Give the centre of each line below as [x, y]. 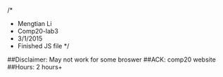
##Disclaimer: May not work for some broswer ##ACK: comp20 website [111, 59]
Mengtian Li [34, 23]
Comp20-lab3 [38, 31]
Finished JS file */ [43, 46]
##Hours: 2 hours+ [35, 67]
